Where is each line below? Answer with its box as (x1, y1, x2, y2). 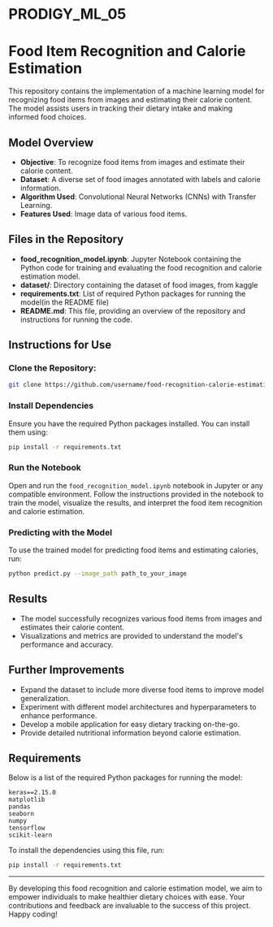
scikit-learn (8, 831, 53, 839)
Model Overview (8, 136, 93, 149)
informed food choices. (8, 112, 87, 122)
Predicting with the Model (8, 526, 112, 538)
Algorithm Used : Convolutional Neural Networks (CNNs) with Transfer (19, 192, 257, 201)
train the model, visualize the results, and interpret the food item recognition (8, 497, 262, 508)
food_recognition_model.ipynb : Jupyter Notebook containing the (19, 253, 242, 264)
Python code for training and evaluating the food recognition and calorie (19, 262, 262, 272)
